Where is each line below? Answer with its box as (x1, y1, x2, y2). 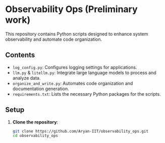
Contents (5, 51, 35, 59)
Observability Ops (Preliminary (5, 4, 138, 15)
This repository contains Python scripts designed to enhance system (5, 31, 148, 37)
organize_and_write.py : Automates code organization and (12, 80, 133, 86)
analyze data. (12, 75, 41, 81)
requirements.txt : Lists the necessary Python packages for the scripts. (12, 91, 161, 97)
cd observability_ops (12, 133, 58, 138)
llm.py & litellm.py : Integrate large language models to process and (12, 69, 156, 76)
